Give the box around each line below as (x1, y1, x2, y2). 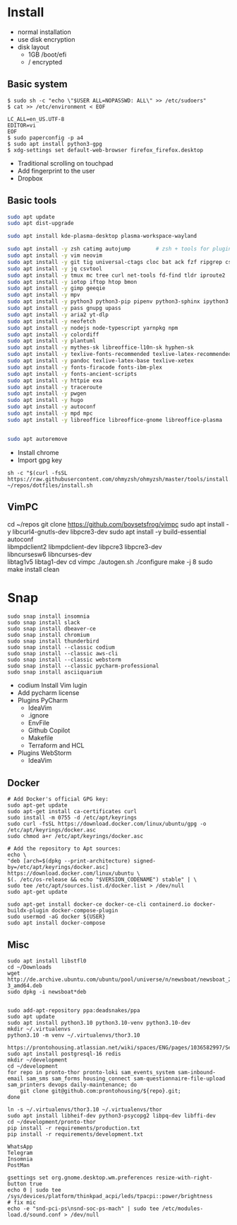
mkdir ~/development (7, 1057, 68, 1064)
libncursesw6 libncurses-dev (7, 550, 92, 558)
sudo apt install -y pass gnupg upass (7, 305, 121, 312)
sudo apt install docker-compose (7, 919, 106, 927)
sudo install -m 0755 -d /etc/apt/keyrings (7, 815, 138, 822)
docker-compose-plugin (51, 907, 119, 914)
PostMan (7, 1162, 30, 1169)
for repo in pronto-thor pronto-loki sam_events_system (7, 1069, 175, 1076)
